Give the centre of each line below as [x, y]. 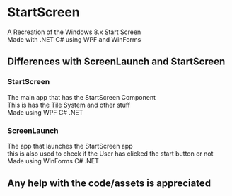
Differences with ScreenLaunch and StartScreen [116, 62]
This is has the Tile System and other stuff [69, 105]
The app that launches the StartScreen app [70, 146]
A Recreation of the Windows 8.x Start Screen [74, 32]
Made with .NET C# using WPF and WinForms [74, 39]
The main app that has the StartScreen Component [81, 97]
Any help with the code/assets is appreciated [109, 184]
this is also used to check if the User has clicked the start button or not [110, 154]
